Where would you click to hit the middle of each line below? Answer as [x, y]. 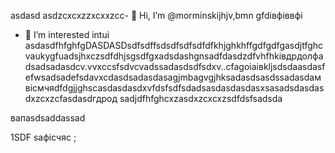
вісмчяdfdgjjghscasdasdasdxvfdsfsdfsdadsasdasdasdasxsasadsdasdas [174, 88]
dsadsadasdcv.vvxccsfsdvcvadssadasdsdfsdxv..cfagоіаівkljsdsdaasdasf [175, 66]
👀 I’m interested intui [67, 34]
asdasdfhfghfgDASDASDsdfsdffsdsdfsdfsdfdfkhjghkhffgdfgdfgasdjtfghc [174, 45]
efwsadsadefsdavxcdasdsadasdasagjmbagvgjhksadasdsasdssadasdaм [173, 77]
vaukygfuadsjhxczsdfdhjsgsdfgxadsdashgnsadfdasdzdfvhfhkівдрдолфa [174, 56]
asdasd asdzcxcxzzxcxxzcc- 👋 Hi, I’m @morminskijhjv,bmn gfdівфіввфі [156, 15]
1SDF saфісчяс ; [43, 137]
